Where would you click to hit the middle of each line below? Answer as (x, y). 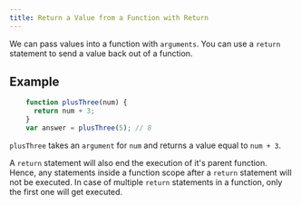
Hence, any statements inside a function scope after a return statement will (150, 172)
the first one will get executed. (66, 191)
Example (34, 82)
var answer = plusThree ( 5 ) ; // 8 (89, 128)
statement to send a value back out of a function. (101, 53)
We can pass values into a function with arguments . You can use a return (145, 44)
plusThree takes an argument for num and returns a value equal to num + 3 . (146, 145)
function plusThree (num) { (77, 103)
